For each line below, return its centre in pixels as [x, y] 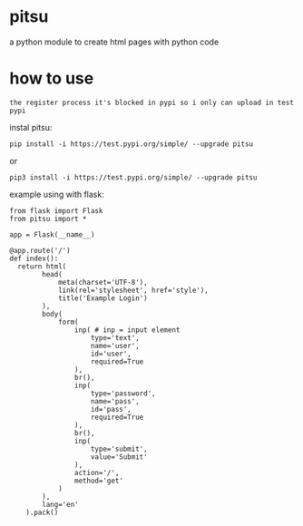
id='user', [111, 354]
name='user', [115, 346]
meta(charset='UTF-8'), [103, 282]
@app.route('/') [40, 250]
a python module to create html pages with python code [114, 42]
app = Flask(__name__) [52, 234]
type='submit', [119, 449]
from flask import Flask [56, 210]
